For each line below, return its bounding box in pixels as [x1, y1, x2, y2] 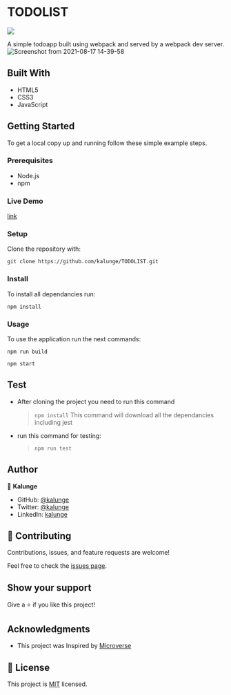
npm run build [7, 348, 48, 356]
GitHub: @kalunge [17, 495, 70, 504]
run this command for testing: [17, 431, 101, 439]
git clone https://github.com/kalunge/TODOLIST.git [7, 258, 159, 265]
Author [7, 464, 38, 475]
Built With [7, 67, 50, 79]
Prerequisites [7, 156, 53, 166]
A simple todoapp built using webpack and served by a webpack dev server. [7, 39, 225, 48]
